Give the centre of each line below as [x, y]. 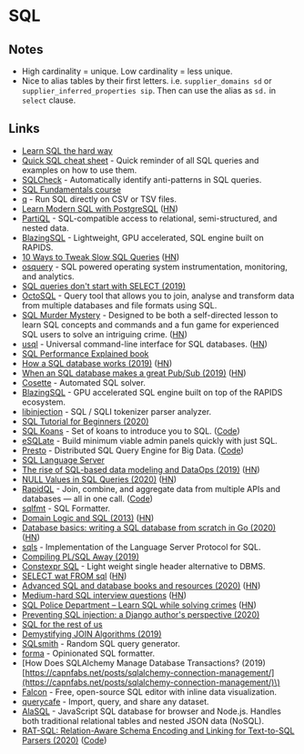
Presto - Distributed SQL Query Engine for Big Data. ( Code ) [133, 450]
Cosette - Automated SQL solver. [84, 382]
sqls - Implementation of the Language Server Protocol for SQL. [141, 547]
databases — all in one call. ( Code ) [87, 498]
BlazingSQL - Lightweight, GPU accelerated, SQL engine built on [143, 237]
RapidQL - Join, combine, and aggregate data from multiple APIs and [151, 488]
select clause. [49, 100]
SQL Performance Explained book [85, 353]
